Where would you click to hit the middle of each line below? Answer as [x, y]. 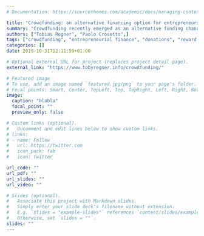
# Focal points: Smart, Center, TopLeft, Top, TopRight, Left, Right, [97, 90]
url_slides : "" [25, 179]
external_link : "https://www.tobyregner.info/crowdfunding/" [85, 67]
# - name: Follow [28, 140]
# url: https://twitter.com [45, 146]
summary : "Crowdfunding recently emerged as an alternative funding [95, 28]
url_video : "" [24, 185]
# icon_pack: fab [31, 151]
